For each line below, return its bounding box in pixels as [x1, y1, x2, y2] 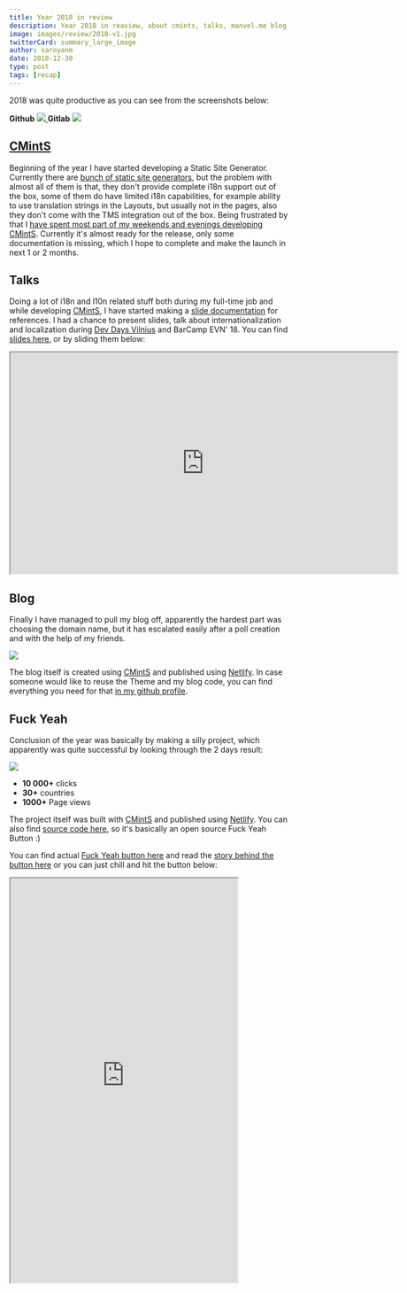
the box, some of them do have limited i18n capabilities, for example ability [9, 190, 281, 201]
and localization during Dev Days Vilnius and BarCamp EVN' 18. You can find [9, 324, 288, 335]
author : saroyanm [9, 46, 73, 55]
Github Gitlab [9, 112, 71, 124]
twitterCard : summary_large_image [9, 37, 137, 47]
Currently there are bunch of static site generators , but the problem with [9, 172, 273, 182]
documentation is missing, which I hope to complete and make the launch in [9, 237, 286, 248]
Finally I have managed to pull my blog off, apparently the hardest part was [9, 615, 282, 625]
